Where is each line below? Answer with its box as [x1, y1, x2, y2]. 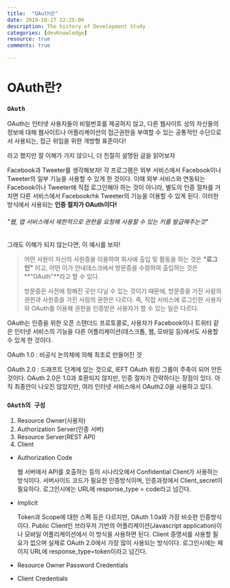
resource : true [7, 36, 51, 43]
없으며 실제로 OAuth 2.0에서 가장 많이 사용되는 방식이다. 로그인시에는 [30, 538, 216, 547]
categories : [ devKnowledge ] [7, 29, 88, 36]
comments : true [7, 42, 51, 49]
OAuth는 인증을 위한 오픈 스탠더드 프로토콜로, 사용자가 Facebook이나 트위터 [7, 318, 212, 327]
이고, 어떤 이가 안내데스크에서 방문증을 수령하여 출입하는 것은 [34, 263, 198, 272]
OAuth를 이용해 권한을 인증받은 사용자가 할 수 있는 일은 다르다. [31, 304, 199, 312]
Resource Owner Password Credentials [16, 560, 128, 569]
